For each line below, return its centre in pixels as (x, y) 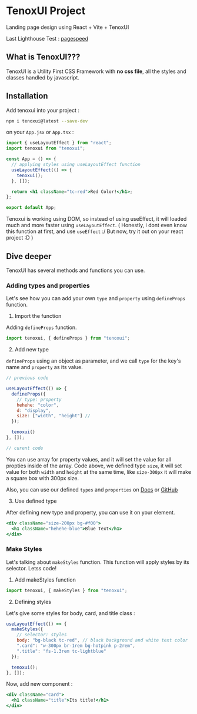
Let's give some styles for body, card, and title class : (71, 613)
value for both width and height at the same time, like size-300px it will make (99, 471)
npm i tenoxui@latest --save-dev (47, 121)
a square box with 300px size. (43, 478)
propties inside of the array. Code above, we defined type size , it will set (94, 466)
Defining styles (33, 602)
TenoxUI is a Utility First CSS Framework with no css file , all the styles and (96, 71)
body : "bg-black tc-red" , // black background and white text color (102, 640)
